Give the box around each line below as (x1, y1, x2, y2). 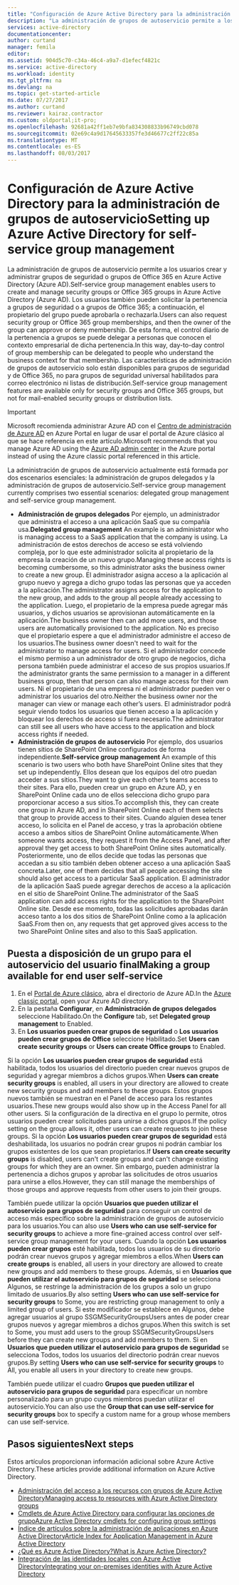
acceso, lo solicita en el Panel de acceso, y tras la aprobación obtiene (17, 820, 223, 829)
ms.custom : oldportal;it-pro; (7, 116, 97, 124)
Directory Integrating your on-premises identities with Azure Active (17, 1561, 213, 1571)
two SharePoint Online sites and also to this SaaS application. (17, 927, 198, 935)
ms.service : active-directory (7, 64, 97, 71)
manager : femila (7, 44, 55, 51)
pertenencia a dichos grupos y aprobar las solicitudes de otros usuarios (7, 1169, 218, 1178)
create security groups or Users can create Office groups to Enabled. (17, 1042, 226, 1050)
